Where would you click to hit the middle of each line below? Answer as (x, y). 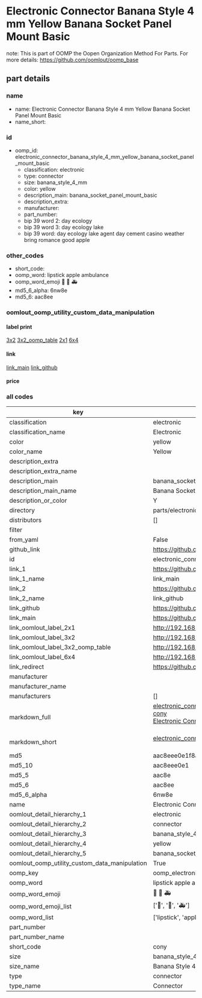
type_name (25, 986)
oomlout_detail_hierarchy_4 (48, 844)
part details (28, 79)
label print (19, 327)
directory (22, 510)
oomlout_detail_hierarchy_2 (48, 824)
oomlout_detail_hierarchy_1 (48, 814)
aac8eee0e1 (171, 766)
